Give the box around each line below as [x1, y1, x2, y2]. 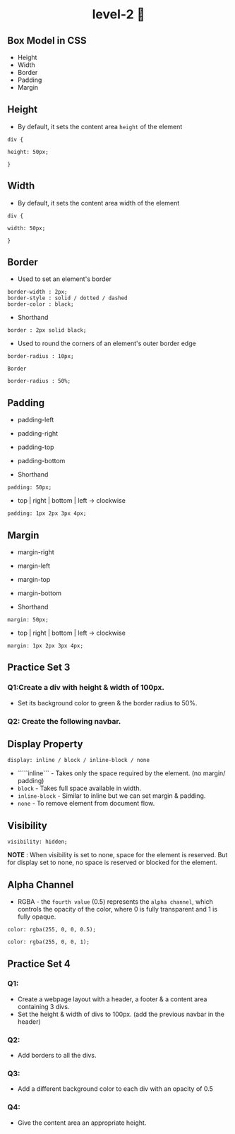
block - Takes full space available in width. [17, 784, 142, 793]
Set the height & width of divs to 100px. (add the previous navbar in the [17, 1010, 224, 1018]
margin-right [17, 548, 54, 556]
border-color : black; [7, 301, 74, 308]
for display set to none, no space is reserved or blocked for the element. [7, 858, 217, 867]
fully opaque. [17, 912, 56, 921]
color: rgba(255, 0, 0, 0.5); [7, 926, 97, 933]
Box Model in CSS [7, 35, 87, 47]
